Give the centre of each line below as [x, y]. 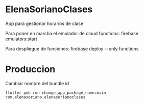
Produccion [30, 69]
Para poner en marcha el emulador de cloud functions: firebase [72, 33]
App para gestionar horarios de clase [44, 23]
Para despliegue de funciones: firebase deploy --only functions [72, 48]
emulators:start [21, 39]
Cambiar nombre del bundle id [37, 83]
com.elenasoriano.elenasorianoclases [45, 97]
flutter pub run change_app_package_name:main [56, 93]
